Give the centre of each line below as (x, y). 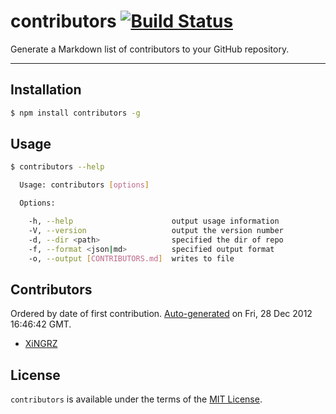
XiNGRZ (41, 344)
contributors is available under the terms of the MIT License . (136, 399)
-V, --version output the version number (156, 230)
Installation (46, 90)
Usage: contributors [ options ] (84, 185)
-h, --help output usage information (154, 221)
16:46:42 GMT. (41, 324)
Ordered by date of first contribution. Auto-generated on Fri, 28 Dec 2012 (161, 314)
